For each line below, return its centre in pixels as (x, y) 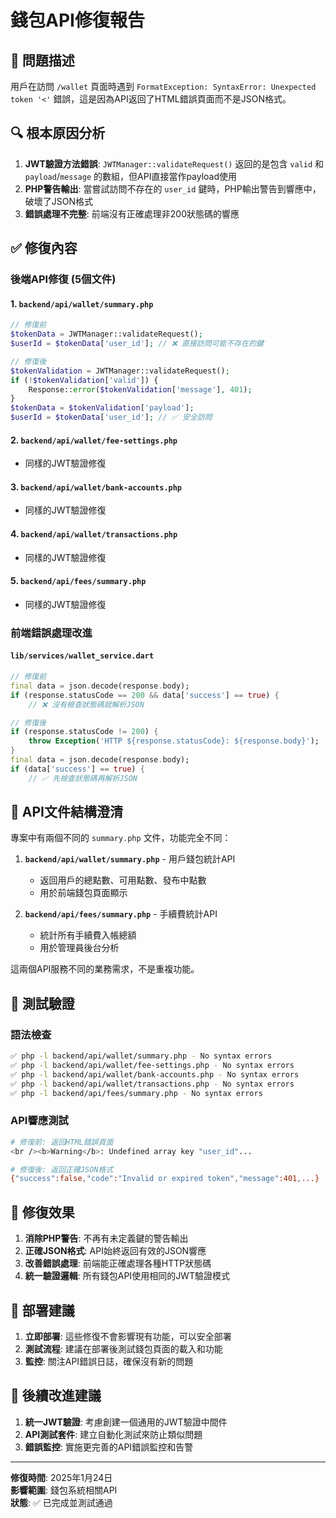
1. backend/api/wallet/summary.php (82, 303)
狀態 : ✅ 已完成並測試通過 (61, 1502)
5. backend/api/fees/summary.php (78, 581)
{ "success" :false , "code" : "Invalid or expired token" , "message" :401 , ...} (165, 1179)
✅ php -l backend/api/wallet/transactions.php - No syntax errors (152, 1084)
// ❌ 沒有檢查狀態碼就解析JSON (86, 704)
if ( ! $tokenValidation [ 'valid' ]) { (84, 380)
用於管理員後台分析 (79, 948)
